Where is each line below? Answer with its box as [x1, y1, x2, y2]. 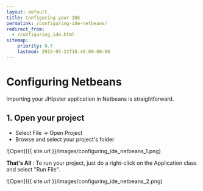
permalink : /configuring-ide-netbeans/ [6, 20, 108, 26]
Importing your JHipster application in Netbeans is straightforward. [6, 95, 174, 103]
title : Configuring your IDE [6, 15, 80, 21]
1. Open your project [6, 113, 85, 123]
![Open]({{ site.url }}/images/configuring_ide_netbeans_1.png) [6, 147, 162, 154]
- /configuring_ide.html [12, 32, 75, 38]
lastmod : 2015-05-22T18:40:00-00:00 [17, 49, 111, 55]
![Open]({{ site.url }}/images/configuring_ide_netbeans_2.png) [6, 178, 163, 185]
